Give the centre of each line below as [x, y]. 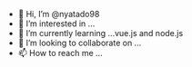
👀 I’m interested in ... [56, 24]
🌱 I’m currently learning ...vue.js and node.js [101, 33]
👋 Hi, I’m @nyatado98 [59, 14]
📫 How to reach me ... [60, 53]
